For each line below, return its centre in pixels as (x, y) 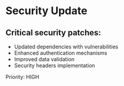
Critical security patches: (53, 33)
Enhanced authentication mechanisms (61, 53)
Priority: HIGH (22, 77)
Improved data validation (44, 59)
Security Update (47, 11)
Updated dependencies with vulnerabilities (66, 47)
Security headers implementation (55, 65)
